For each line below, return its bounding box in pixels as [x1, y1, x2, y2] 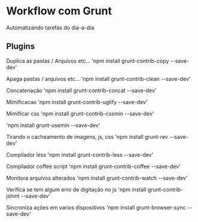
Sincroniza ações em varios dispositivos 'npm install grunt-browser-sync [6, 203, 187, 211]
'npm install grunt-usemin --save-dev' [6, 121, 100, 129]
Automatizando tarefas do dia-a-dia [6, 24, 95, 31]
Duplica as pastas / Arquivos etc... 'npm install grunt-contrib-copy [6, 57, 169, 64]
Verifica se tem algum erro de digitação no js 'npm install [6, 185, 147, 193]
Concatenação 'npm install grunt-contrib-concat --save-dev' [6, 87, 157, 94]
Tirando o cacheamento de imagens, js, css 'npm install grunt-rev [6, 133, 169, 140]
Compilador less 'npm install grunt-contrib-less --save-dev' [6, 151, 154, 158]
